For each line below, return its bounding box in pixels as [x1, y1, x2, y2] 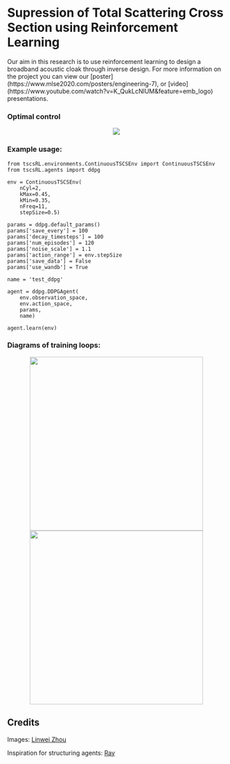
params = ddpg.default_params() [7, 221, 100, 228]
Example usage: [7, 145, 62, 154]
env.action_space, [19, 300, 73, 307]
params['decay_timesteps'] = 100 [7, 233, 104, 241]
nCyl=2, [19, 184, 42, 192]
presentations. [7, 94, 48, 102]
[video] [168, 79, 188, 88]
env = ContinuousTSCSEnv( [7, 179, 82, 186]
